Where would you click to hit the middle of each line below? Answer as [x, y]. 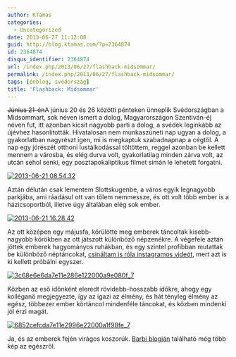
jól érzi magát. [28, 312]
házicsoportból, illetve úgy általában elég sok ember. [84, 205]
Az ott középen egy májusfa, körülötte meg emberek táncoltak [98, 232]
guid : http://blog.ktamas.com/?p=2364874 [69, 45]
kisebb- [200, 232]
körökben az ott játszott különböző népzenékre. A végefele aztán [129, 239]
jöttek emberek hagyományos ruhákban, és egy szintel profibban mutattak [115, 247]
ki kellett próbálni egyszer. [45, 262]
